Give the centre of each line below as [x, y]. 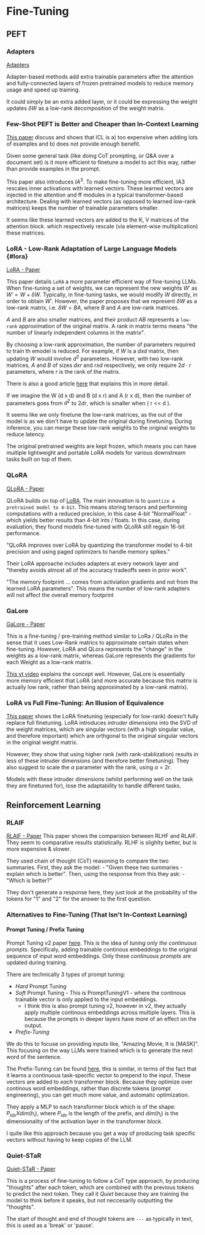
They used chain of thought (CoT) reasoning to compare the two [88, 861]
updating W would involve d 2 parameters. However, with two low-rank [95, 358]
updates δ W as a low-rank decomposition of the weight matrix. [86, 108]
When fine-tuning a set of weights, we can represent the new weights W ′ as [102, 288]
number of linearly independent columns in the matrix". [76, 333]
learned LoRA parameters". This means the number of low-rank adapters [98, 588]
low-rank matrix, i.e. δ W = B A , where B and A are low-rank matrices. [93, 308]
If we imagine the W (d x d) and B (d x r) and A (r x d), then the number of [99, 395]
